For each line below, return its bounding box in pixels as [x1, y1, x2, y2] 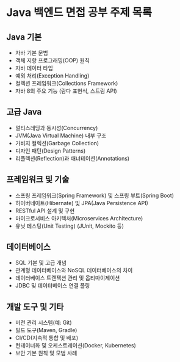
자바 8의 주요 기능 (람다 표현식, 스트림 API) [15, 87, 117, 95]
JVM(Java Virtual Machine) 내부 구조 [15, 132, 107, 139]
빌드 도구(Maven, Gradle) [15, 327, 77, 334]
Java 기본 [6, 32, 42, 42]
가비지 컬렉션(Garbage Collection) [15, 139, 99, 147]
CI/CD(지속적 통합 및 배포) [15, 334, 79, 342]
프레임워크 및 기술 [6, 175, 70, 185]
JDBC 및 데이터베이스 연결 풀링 [15, 282, 90, 289]
